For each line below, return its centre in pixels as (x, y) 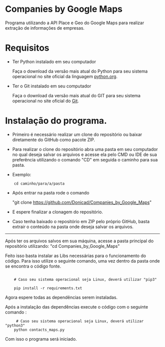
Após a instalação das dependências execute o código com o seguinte (77, 307)
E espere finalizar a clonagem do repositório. (57, 212)
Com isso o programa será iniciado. (41, 339)
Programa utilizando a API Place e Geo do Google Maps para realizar (75, 23)
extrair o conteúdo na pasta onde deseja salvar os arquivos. (73, 227)
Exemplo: (22, 174)
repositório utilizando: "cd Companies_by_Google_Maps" (63, 246)
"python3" (15, 325)
